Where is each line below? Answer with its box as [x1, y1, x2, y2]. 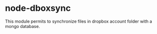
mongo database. [5, 23, 40, 29]
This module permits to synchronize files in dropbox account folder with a [5, 18, 153, 24]
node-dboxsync [5, 3, 71, 14]
